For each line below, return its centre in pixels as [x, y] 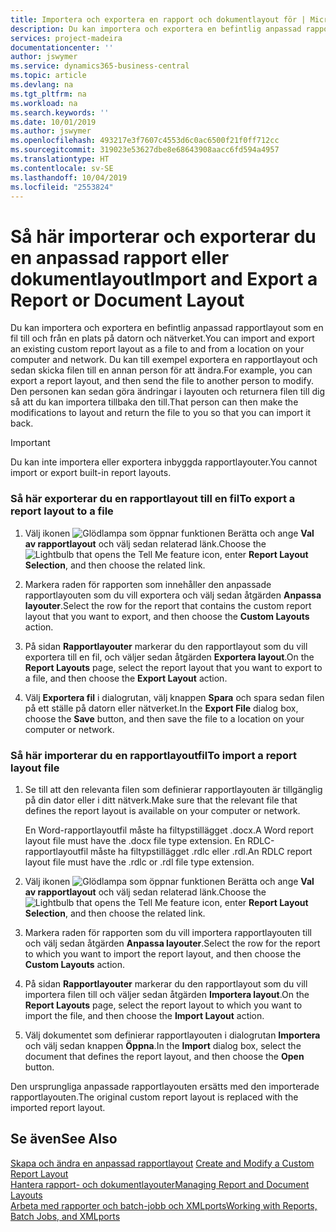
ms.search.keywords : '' [60, 112]
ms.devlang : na [42, 85]
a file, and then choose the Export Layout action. [126, 678]
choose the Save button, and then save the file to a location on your [164, 718]
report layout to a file [62, 511]
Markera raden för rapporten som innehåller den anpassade [148, 584]
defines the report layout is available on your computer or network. [162, 810]
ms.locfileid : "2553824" [62, 187]
